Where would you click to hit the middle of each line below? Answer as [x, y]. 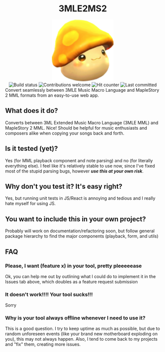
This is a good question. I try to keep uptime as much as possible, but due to [82, 329]
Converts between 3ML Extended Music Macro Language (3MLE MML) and [82, 123]
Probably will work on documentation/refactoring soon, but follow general [80, 231]
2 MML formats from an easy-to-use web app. [52, 95]
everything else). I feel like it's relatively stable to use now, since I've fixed [80, 166]
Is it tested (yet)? [32, 149]
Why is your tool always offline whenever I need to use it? [75, 318]
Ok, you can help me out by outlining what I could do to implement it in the [81, 276]
